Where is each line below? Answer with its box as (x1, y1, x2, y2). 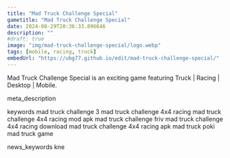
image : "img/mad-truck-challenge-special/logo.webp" (7, 42, 161, 49)
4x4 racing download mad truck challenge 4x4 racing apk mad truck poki (7, 122, 215, 131)
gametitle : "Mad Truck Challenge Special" (7, 16, 130, 23)
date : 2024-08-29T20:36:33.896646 (7, 23, 106, 30)
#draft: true (7, 36, 45, 43)
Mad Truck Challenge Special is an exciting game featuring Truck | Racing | (7, 74, 220, 82)
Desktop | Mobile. (7, 80, 57, 89)
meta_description (7, 94, 56, 102)
